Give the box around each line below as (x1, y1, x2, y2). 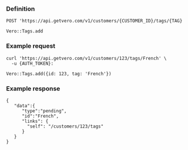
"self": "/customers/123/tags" (27, 123, 104, 129)
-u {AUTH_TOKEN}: (11, 61, 54, 66)
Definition (6, 5, 35, 13)
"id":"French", (21, 113, 59, 119)
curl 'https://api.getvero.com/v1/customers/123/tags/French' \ (6, 55, 167, 61)
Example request (6, 42, 56, 50)
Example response (6, 84, 61, 92)
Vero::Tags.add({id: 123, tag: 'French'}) (6, 71, 112, 76)
